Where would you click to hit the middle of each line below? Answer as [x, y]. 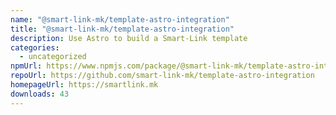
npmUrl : [26, 66]
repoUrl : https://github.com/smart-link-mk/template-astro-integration [162, 76]
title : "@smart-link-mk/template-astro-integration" [122, 29]
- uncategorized [53, 57]
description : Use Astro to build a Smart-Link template [129, 38]
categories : [35, 47]
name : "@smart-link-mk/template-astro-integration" [120, 19]
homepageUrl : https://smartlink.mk [84, 85]
